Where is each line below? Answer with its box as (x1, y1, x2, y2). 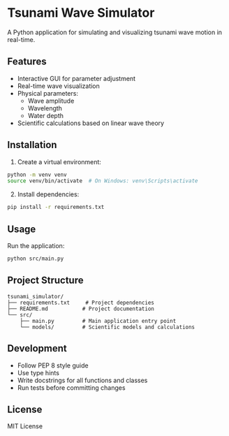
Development (7, 342, 68, 354)
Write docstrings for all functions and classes (17, 376, 148, 384)
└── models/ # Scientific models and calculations (20, 324, 195, 330)
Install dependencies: (17, 190, 80, 198)
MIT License (7, 422, 43, 430)
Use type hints (17, 368, 59, 377)
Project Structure (7, 275, 84, 286)
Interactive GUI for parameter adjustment (17, 74, 136, 82)
